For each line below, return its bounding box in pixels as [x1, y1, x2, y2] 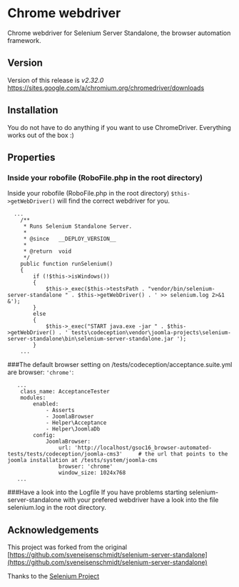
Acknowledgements [7, 523, 99, 536]
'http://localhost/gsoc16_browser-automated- [74, 444, 213, 451]
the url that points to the [144, 451, 228, 458]
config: [33, 432, 56, 439]
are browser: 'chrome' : [7, 368, 74, 376]
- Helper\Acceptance [45, 419, 107, 426]
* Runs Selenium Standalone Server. [23, 223, 133, 230]
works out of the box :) [7, 131, 75, 139]
